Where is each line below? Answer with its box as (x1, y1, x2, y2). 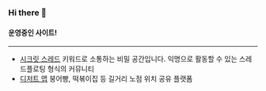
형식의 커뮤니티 (47, 64, 95, 74)
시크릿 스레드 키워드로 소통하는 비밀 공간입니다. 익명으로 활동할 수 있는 (19, 55, 237, 64)
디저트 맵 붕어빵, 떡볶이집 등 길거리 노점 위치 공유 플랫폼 (19, 74, 193, 84)
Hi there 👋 (8, 7, 47, 18)
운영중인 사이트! (8, 28, 58, 37)
